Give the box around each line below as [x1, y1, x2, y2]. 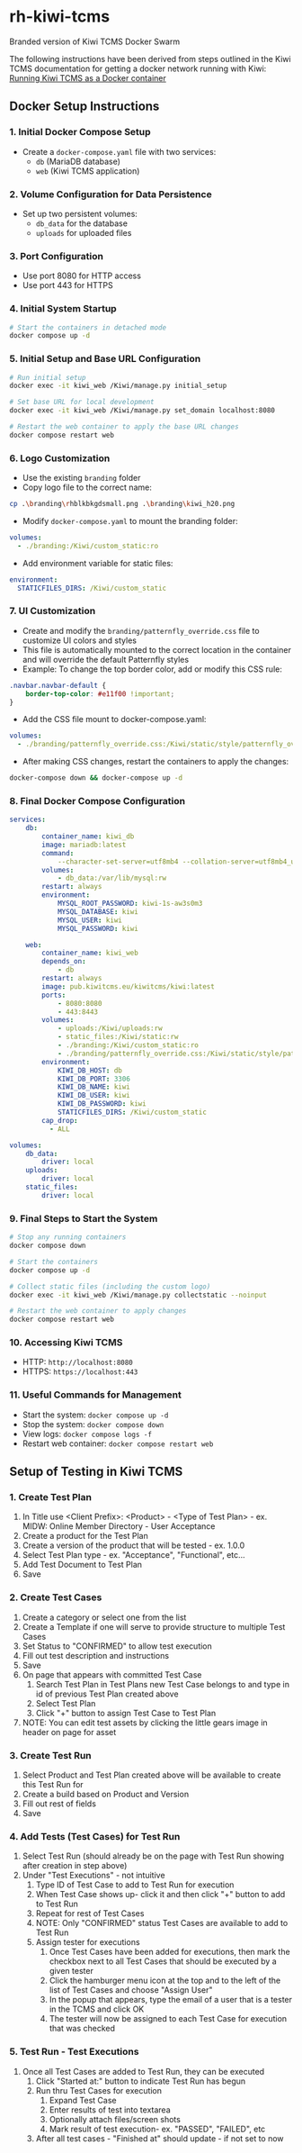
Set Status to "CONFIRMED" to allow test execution [22, 1641, 213, 1651]
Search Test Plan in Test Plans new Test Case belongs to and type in [35, 1678, 290, 1689]
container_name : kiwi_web [41, 948, 139, 958]
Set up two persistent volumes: [22, 208, 138, 219]
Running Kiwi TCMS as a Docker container [9, 72, 166, 83]
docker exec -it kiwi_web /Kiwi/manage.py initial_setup [9, 381, 227, 391]
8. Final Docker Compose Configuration [9, 794, 186, 807]
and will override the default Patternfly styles [22, 654, 190, 665]
